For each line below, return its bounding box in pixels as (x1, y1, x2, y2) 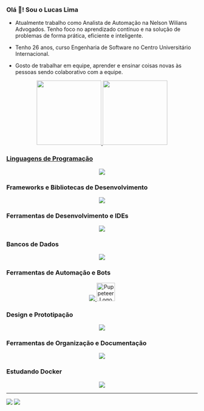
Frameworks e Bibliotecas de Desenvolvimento (6, 183, 148, 192)
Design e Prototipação (6, 310, 73, 319)
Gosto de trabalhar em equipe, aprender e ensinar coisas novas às (15, 62, 182, 69)
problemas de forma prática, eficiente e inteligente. (15, 32, 144, 39)
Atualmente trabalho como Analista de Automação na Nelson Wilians (15, 19, 187, 27)
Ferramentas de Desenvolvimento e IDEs (6, 212, 129, 220)
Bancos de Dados (6, 240, 59, 249)
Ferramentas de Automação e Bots (6, 269, 111, 277)
